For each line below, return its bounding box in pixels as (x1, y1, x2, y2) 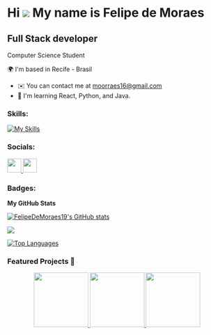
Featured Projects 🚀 (7, 256, 75, 266)
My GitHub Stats (7, 198, 56, 207)
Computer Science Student (7, 51, 85, 59)
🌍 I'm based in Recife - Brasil (7, 65, 93, 73)
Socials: (7, 142, 36, 152)
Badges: (7, 183, 36, 193)
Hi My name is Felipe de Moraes (7, 5, 205, 21)
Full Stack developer (7, 33, 98, 45)
